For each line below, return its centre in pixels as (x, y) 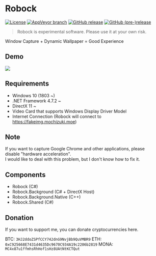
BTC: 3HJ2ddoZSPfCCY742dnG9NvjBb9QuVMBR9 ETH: (53, 239)
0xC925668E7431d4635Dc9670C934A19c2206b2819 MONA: (59, 244)
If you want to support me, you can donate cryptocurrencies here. (72, 229)
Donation (19, 217)
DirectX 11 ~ (24, 106)
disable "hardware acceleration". (38, 154)
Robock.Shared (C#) (33, 202)
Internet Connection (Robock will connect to (57, 116)
